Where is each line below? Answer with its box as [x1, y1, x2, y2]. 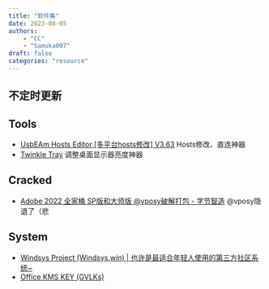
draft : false [8, 49, 53, 57]
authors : [8, 27, 38, 35]
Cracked [8, 173, 53, 187]
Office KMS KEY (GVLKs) [19, 272, 105, 282]
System [8, 230, 49, 244]
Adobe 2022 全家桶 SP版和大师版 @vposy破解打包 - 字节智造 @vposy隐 [19, 196, 262, 206]
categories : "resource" [8, 57, 89, 66]
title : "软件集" [8, 11, 60, 20]
